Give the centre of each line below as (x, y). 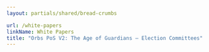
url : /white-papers (34, 25)
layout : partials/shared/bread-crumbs (62, 13)
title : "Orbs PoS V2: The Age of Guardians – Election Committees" (105, 38)
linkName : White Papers (40, 32)
